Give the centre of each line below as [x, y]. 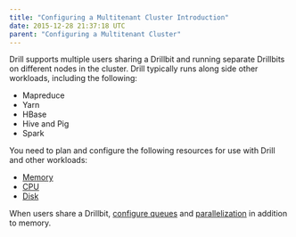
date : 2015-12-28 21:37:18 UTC [67, 26]
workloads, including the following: [74, 78]
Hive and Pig [45, 124]
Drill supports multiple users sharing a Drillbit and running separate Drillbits [147, 60]
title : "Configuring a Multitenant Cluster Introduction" [119, 17]
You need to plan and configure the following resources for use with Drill [142, 151]
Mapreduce [43, 95]
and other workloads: [48, 160]
